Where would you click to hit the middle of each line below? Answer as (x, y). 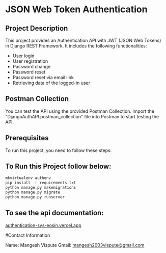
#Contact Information (28, 235)
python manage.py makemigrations (41, 188)
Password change (32, 67)
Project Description (37, 28)
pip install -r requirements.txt (41, 183)
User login (23, 56)
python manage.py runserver (35, 197)
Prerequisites (27, 138)
